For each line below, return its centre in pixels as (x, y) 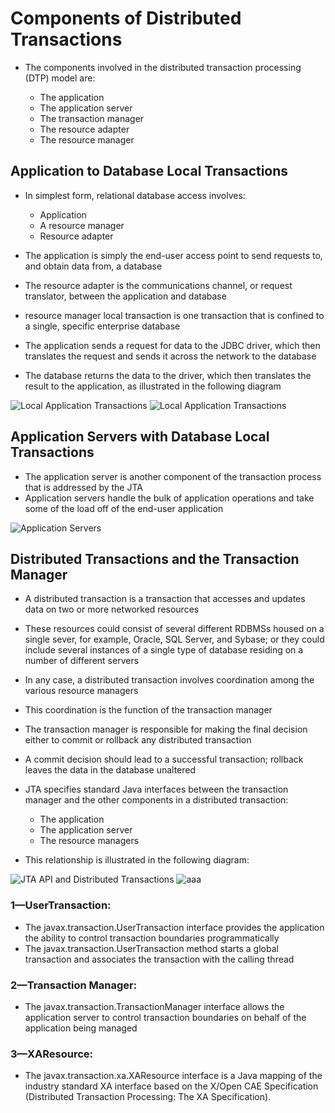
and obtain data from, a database (93, 266)
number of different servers (82, 661)
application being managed (81, 1028)
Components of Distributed (126, 18)
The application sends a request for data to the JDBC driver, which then (172, 345)
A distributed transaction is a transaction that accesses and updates (165, 599)
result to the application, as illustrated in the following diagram (153, 386)
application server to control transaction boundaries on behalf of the (165, 1017)
